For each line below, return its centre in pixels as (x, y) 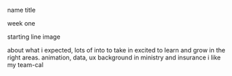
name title (22, 10)
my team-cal (25, 65)
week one (21, 23)
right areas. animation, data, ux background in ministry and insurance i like (114, 57)
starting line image (34, 37)
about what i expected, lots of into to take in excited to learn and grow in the (116, 50)
